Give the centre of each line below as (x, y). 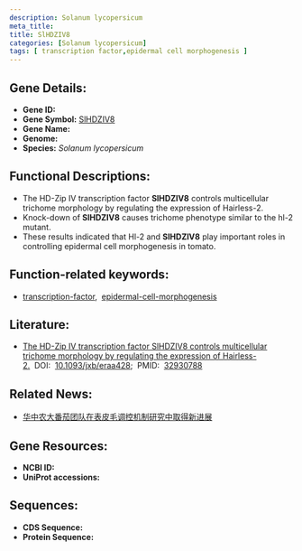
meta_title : (32, 26)
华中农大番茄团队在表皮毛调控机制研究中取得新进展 (117, 417)
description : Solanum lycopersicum (76, 18)
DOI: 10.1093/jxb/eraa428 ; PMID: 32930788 (119, 366)
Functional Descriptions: (80, 177)
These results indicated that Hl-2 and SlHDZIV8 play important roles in (154, 237)
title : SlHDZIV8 (40, 34)
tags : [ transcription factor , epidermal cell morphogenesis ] (128, 51)
